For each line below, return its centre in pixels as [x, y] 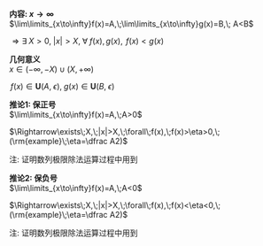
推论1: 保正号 [33, 104]
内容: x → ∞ [32, 14]
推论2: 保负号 [33, 178]
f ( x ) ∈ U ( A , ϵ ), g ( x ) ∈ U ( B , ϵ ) [62, 86]
